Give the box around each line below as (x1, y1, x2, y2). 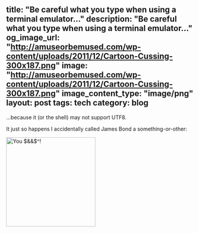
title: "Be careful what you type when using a (6, 5, 176, 15)
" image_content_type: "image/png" (55, 89, 194, 99)
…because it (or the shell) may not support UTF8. (6, 113, 127, 121)
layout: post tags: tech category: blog (6, 98, 149, 108)
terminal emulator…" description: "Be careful (6, 14, 177, 24)
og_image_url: (6, 33, 60, 43)
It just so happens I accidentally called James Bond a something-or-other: (6, 125, 188, 132)
